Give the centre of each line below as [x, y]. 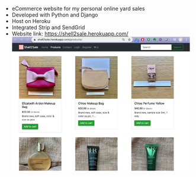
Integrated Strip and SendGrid [48, 27]
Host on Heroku [31, 21]
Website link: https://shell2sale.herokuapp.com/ [70, 34]
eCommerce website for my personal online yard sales [78, 9]
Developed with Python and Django [55, 15]
